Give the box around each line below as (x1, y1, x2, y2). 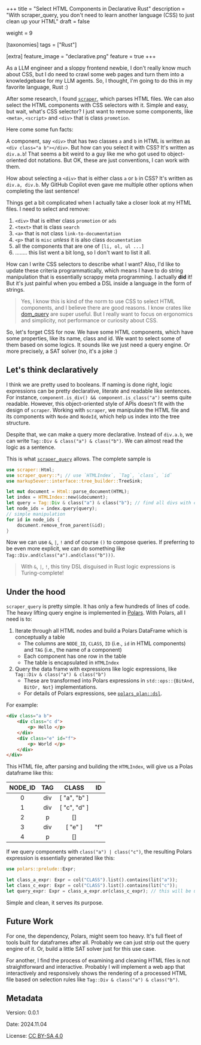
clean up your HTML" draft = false (6, 18, 90, 25)
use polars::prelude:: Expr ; (6, 866, 77, 872)
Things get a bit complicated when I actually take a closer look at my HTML (6, 199, 191, 206)
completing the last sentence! (6, 187, 80, 194)
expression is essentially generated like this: (6, 855, 115, 862)
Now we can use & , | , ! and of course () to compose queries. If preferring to (6, 538, 195, 546)
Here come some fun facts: (6, 126, 74, 133)
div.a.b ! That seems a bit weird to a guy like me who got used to (6, 150, 166, 157)
